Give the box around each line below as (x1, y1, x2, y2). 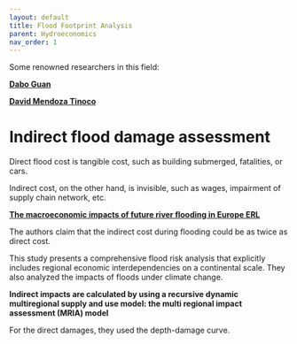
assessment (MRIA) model (9, 308, 109, 318)
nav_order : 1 (9, 37, 58, 47)
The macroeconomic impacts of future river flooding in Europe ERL (9, 210, 261, 220)
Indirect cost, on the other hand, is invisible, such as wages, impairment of (9, 183, 281, 194)
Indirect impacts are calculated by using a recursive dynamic (9, 289, 239, 300)
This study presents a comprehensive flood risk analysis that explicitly (9, 253, 266, 264)
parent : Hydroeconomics (9, 29, 98, 38)
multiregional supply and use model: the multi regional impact (9, 298, 242, 310)
